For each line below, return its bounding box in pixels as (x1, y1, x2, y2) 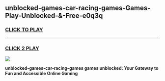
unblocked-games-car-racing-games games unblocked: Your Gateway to (5, 65, 159, 71)
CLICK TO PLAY (5, 27, 43, 33)
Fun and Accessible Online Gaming (5, 70, 78, 76)
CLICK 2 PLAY (5, 45, 39, 52)
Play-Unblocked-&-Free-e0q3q (5, 12, 103, 20)
